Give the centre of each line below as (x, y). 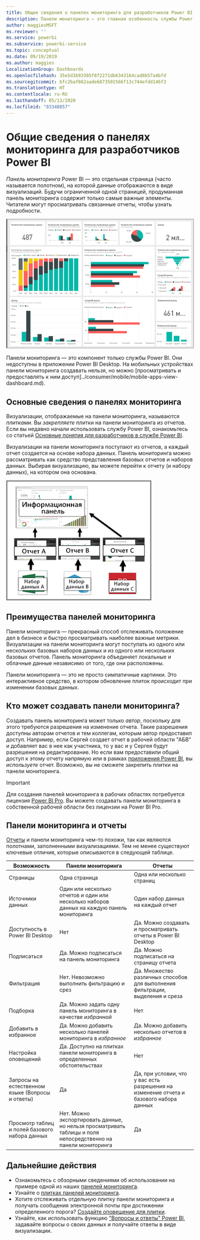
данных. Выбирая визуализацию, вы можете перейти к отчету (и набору (99, 465)
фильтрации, (150, 990)
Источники (23, 898)
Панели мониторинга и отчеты (66, 825)
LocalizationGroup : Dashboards (45, 69)
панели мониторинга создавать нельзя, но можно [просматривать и (94, 371)
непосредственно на (86, 1139)
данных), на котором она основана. (51, 472)
